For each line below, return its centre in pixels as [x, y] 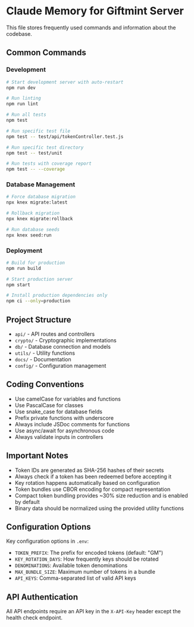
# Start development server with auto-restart [65, 82]
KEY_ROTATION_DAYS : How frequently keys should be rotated [87, 559]
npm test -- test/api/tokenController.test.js [65, 136]
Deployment [24, 250]
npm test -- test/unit [34, 153]
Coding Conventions [45, 384]
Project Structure [39, 320]
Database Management [41, 185]
